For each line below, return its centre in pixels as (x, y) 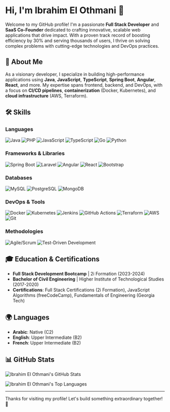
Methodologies (24, 231)
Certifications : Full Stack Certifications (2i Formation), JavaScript (81, 290)
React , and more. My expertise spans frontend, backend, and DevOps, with (84, 85)
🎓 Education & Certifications (52, 259)
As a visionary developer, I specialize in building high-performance (75, 74)
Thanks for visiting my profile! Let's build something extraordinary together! (84, 399)
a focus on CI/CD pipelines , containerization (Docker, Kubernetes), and (80, 90)
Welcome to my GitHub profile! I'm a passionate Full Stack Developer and (82, 24)
